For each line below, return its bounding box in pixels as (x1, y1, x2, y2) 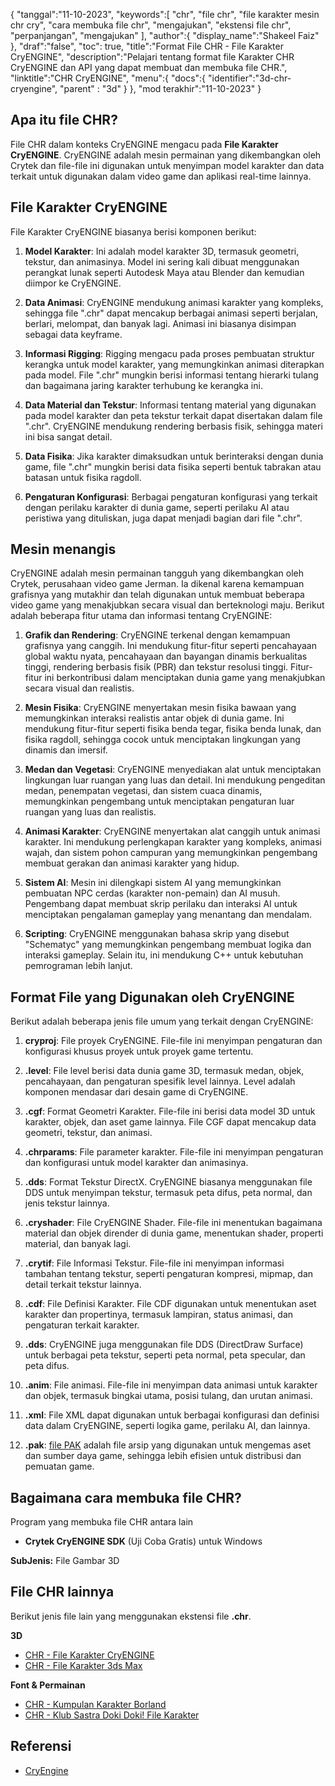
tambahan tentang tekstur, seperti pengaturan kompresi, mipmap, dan (24, 1268, 314, 1280)
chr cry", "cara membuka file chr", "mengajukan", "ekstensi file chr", (10, 19, 292, 31)
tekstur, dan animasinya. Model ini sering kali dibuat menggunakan (24, 255, 300, 268)
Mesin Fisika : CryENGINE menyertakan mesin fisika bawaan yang (24, 702, 297, 714)
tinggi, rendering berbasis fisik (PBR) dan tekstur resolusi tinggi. (24, 661, 289, 673)
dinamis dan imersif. (24, 744, 108, 756)
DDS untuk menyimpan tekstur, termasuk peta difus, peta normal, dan (24, 1187, 313, 1199)
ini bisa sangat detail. (24, 430, 113, 443)
